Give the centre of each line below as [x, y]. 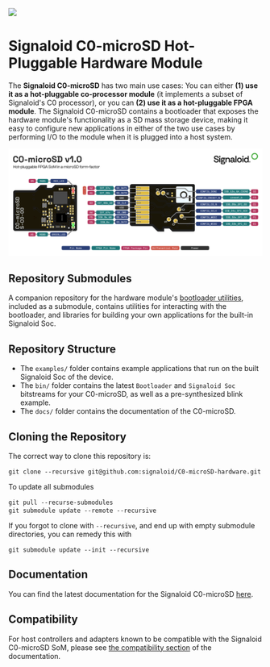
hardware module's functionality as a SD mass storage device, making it [128, 119]
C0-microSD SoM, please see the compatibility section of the [110, 647]
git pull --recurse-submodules [61, 502]
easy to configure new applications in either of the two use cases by [122, 128]
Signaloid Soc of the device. [67, 377]
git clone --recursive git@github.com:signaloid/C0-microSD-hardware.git [135, 472]
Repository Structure [62, 349]
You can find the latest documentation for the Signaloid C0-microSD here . [131, 594]
